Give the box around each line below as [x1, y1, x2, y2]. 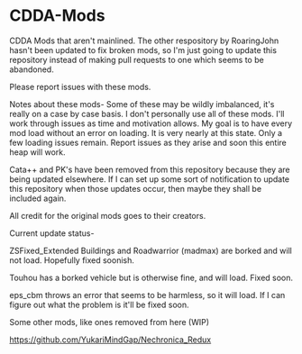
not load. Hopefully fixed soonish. [9, 254, 135, 266]
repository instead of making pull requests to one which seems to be [9, 54, 264, 65]
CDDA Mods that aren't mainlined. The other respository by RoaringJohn [9, 35, 279, 46]
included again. [9, 193, 67, 204]
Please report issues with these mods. [9, 81, 151, 92]
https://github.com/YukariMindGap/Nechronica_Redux [9, 334, 212, 345]
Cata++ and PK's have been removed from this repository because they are [9, 164, 290, 175]
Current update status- [9, 227, 95, 239]
